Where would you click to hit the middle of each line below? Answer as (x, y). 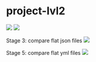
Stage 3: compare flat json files (44, 41)
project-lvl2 (36, 11)
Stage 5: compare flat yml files (44, 52)
